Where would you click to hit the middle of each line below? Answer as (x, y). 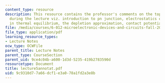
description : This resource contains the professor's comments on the (79, 14)
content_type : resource (29, 10)
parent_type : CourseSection (34, 55)
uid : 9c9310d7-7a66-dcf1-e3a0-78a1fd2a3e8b (50, 73)
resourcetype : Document (29, 64)
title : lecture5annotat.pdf (34, 69)
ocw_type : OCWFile (24, 46)
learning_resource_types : (31, 37)
